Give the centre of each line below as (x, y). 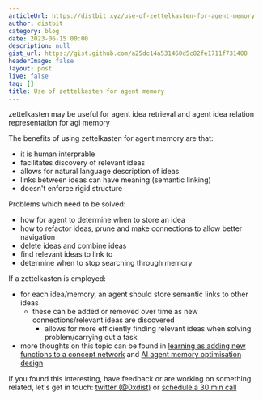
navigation (38, 237)
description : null (39, 46)
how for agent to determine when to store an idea (103, 220)
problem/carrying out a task (91, 338)
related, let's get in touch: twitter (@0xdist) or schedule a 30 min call (123, 387)
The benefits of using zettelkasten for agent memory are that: (111, 138)
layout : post (30, 69)
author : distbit (36, 23)
